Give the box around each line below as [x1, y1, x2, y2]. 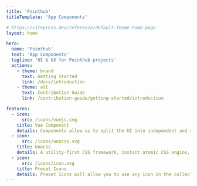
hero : [6, 40, 19, 47]
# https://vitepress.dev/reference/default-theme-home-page [6, 25, 157, 31]
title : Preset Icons [16, 165, 67, 172]
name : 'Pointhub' [11, 46, 54, 52]
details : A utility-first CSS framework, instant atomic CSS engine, [16, 150, 191, 155]
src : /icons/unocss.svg [21, 138, 80, 144]
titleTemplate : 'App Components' [6, 14, 88, 20]
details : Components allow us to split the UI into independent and [16, 127, 188, 134]
